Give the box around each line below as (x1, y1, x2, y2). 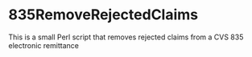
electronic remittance (8, 40, 79, 50)
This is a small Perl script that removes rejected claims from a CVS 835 (8, 32, 244, 42)
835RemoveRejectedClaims (8, 6, 199, 24)
